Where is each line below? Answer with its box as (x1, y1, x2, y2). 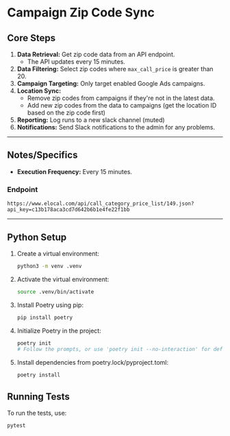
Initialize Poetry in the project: (16, 326, 101, 335)
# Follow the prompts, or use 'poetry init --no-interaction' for (16, 346, 211, 353)
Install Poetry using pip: (16, 300, 84, 309)
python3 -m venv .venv (16, 263, 82, 269)
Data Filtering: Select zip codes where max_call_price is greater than (16, 65, 214, 73)
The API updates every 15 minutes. (27, 58, 125, 66)
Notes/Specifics (7, 149, 78, 161)
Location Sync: (16, 87, 62, 95)
